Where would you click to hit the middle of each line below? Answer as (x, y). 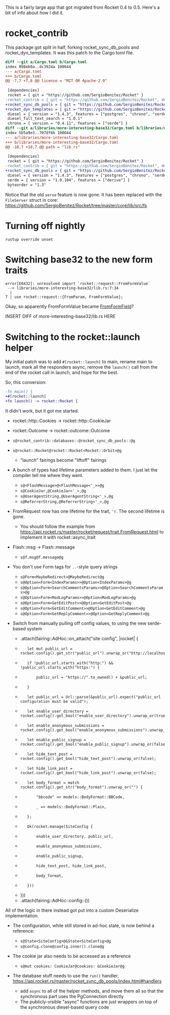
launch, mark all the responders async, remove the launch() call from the (81, 367)
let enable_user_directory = (58, 711)
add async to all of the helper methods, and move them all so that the (92, 991)
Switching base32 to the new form (79, 259)
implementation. (22, 916)
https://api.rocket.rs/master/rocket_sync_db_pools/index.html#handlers (87, 981)
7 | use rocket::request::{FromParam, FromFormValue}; (64, 297)
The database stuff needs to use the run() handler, (66, 976)
